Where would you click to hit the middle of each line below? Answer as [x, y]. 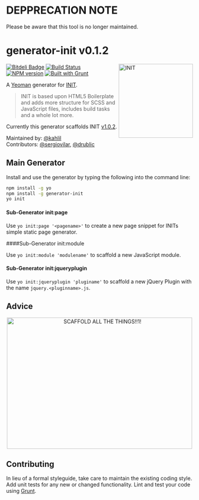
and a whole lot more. [47, 115]
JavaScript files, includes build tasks [65, 109]
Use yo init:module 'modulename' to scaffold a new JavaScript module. [94, 254]
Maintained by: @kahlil [34, 138]
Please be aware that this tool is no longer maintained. [72, 27]
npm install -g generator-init [45, 193]
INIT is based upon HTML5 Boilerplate [67, 96]
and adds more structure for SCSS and [68, 102]
